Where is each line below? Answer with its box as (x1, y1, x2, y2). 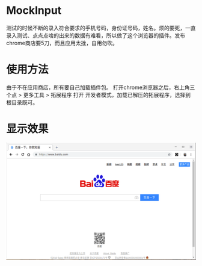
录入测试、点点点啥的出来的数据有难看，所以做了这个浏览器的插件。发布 (6, 31, 185, 39)
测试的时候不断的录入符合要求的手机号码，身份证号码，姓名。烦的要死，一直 (6, 24, 196, 31)
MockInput (6, 4, 62, 17)
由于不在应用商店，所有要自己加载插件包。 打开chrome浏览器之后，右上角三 (6, 84, 195, 91)
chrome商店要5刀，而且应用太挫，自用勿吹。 (6, 39, 118, 46)
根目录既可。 (6, 99, 38, 106)
